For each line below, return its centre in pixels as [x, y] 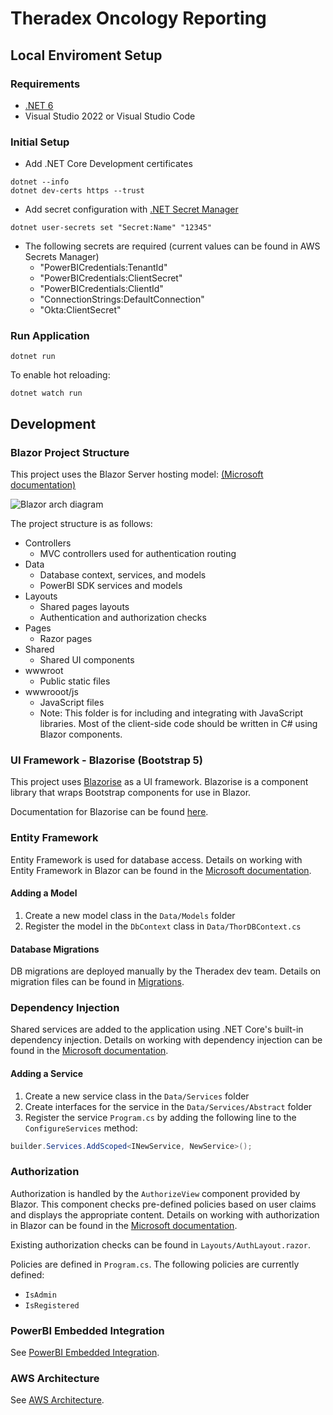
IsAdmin [40, 1295]
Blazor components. [81, 734]
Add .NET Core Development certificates [108, 164]
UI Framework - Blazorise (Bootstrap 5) [106, 760]
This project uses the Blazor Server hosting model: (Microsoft [137, 474]
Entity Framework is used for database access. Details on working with [156, 859]
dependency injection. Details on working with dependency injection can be [166, 1040]
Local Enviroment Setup [86, 55]
